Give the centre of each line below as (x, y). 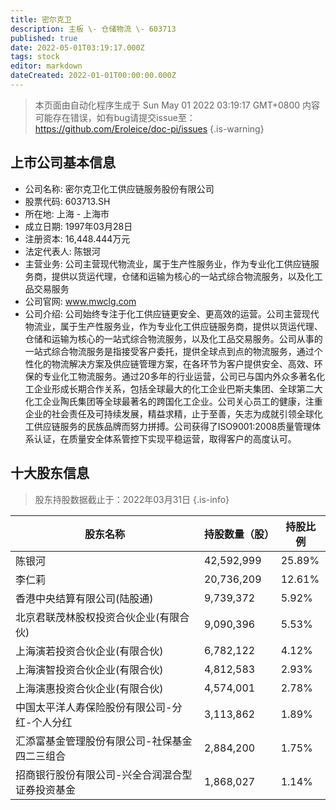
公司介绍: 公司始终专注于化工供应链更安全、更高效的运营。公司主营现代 (172, 313)
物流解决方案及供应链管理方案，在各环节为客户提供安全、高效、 (183, 363)
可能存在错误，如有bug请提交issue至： (115, 117)
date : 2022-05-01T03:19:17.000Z (77, 47)
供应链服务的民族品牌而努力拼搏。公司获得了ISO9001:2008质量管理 (173, 426)
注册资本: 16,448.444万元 (77, 238)
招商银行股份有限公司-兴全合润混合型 (104, 774)
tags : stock (35, 57)
